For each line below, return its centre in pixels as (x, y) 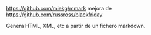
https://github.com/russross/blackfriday (54, 15)
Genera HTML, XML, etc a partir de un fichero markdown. (76, 26)
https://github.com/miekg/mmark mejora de (59, 8)
